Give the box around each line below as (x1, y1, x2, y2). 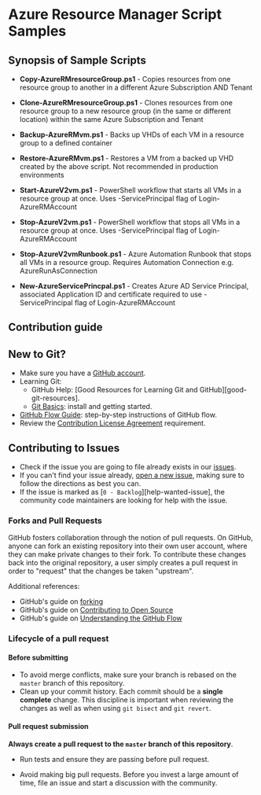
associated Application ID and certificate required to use (19, 289, 203, 299)
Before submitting (8, 653, 68, 662)
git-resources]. (31, 393, 80, 403)
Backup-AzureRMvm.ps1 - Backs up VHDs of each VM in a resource (19, 130, 244, 139)
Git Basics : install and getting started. (31, 402, 153, 411)
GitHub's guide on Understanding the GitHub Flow (19, 613, 182, 623)
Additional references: (8, 582, 80, 591)
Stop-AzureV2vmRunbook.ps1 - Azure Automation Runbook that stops (19, 249, 252, 259)
